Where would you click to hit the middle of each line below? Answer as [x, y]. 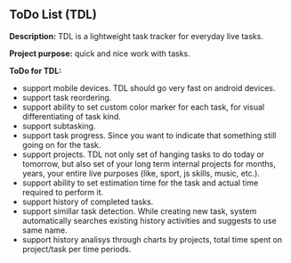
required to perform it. [63, 192]
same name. [45, 230]
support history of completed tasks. [88, 201]
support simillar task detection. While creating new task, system [139, 211]
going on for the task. [61, 144]
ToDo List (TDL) [53, 15]
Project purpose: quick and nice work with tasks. [100, 53]
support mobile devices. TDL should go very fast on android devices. [149, 87]
